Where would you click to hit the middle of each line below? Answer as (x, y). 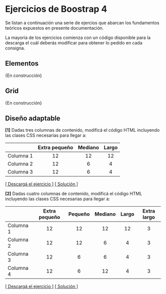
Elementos (22, 63)
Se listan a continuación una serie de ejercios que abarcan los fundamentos (82, 23)
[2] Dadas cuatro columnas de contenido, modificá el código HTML (74, 194)
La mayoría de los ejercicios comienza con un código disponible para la (78, 37)
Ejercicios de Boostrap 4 (56, 9)
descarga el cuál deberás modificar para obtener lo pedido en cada (74, 42)
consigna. (15, 48)
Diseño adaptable (33, 118)
